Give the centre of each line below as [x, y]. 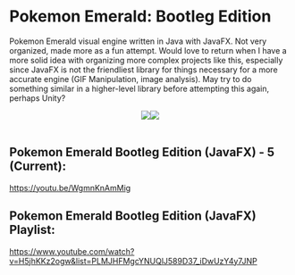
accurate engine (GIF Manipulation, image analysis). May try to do [131, 79]
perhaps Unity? [38, 98]
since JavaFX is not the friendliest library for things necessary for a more [144, 70]
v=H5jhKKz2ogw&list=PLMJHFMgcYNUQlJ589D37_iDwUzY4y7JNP [133, 261]
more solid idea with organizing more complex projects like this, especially [146, 60]
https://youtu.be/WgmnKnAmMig [70, 187]
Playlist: [32, 230]
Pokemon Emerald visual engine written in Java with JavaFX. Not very [138, 41]
